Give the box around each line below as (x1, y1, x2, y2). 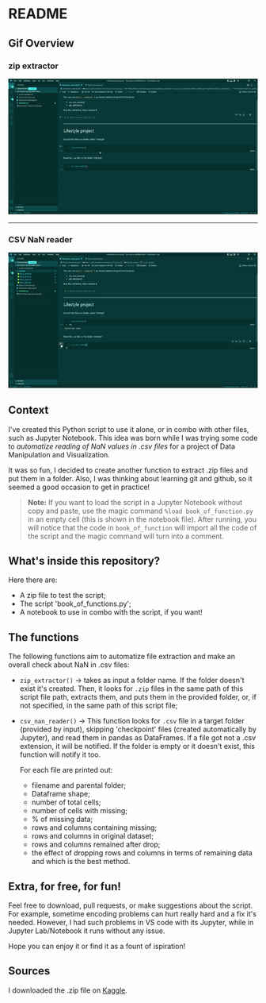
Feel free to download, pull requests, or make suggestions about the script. (8, 901, 253, 910)
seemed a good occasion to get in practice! (8, 482, 150, 492)
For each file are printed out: (19, 766, 113, 775)
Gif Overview (8, 37, 74, 50)
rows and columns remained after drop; (31, 839, 161, 850)
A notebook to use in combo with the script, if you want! (19, 608, 203, 617)
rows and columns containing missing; (31, 823, 158, 832)
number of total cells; (31, 797, 101, 807)
